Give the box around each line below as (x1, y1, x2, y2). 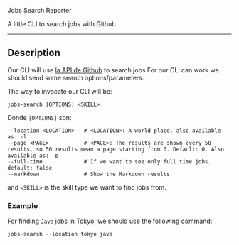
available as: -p (7, 152, 59, 159)
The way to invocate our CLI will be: (7, 87, 112, 95)
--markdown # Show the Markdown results (7, 170, 171, 178)
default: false (7, 164, 53, 171)
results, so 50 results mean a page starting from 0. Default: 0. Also (7, 146, 224, 153)
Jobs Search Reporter (7, 6, 72, 14)
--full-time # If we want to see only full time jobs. (7, 158, 212, 165)
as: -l (7, 133, 27, 141)
